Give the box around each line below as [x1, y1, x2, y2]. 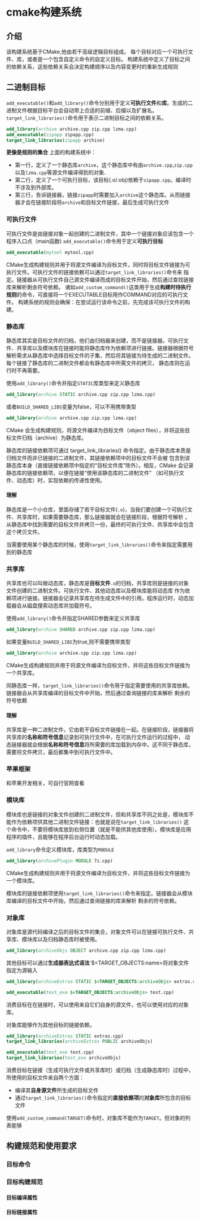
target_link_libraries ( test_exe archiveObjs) [6, 1055, 121, 1061]
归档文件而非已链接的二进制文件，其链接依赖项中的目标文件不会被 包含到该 [6, 454, 190, 461]
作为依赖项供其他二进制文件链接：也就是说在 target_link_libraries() [11, 818, 183, 825]
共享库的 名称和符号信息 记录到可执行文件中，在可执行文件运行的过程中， [6, 734, 183, 741]
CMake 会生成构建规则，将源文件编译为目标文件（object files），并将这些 [6, 426, 185, 434]
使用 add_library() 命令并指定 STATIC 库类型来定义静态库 [6, 379, 141, 386]
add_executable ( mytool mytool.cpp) [6, 249, 95, 255]
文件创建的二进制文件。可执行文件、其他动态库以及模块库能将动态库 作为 [6, 587, 185, 594]
